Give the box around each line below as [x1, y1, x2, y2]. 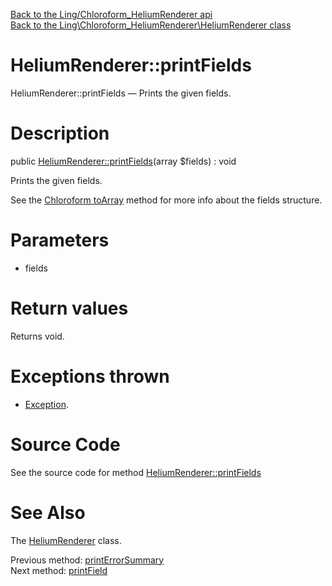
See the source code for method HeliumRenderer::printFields [10, 466, 262, 478]
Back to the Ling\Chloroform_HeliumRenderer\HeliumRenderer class [10, 19, 292, 31]
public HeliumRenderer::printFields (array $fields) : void [10, 155, 237, 167]
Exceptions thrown [10, 365, 170, 388]
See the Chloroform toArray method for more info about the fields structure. [10, 194, 323, 206]
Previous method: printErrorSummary [10, 554, 165, 566]
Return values [10, 297, 129, 319]
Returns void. [10, 330, 65, 342]
